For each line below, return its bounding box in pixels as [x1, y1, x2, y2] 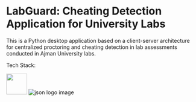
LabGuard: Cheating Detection [6, 4, 162, 18]
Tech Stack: [6, 62, 36, 69]
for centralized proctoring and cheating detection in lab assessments [6, 43, 178, 51]
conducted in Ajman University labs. [6, 49, 96, 57]
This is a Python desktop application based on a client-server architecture [6, 37, 190, 44]
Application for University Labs [6, 17, 166, 31]
